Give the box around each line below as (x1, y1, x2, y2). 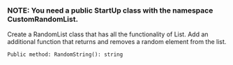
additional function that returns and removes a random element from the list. (7, 38, 227, 46)
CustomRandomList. (7, 14, 79, 24)
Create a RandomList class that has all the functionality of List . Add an (7, 30, 209, 38)
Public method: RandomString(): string (7, 51, 123, 58)
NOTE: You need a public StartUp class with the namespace (7, 6, 213, 15)
